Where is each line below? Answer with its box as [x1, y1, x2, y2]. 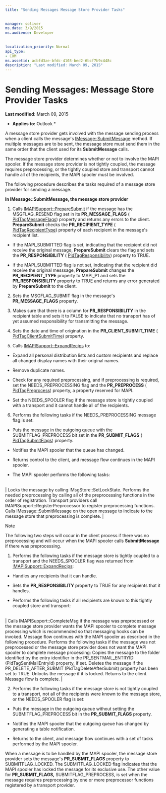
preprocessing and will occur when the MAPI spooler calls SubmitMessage [5, 538, 160, 544]
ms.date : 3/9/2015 [5, 26, 43, 31]
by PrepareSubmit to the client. [12, 283, 77, 289]
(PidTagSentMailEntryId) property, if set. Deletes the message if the [5, 660, 143, 666]
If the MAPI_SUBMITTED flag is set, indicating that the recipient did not [12, 242, 158, 248]
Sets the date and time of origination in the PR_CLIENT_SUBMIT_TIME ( [12, 328, 158, 334]
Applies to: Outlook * [12, 121, 56, 127]
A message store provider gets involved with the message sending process [5, 130, 159, 137]
